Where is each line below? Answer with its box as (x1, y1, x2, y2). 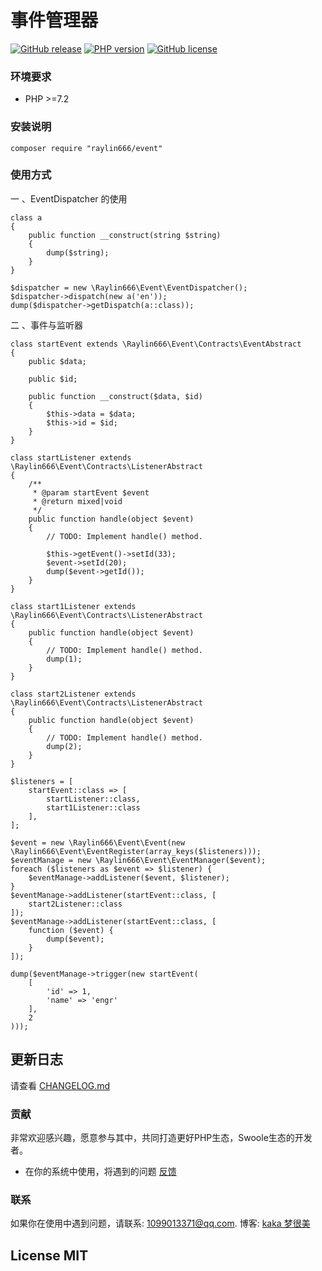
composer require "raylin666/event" (10, 143, 163, 153)
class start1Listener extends (10, 601, 137, 611)
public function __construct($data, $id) (28, 391, 203, 401)
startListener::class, (46, 794, 141, 804)
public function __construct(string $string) (28, 230, 222, 240)
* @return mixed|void (32, 496, 123, 506)
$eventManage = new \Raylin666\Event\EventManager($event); (10, 855, 267, 865)
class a (10, 212, 43, 223)
